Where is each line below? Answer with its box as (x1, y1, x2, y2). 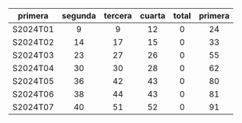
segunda (61, 10, 96, 21)
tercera (103, 10, 132, 21)
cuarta (139, 10, 166, 21)
